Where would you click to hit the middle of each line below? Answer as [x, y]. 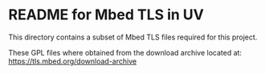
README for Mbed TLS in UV [106, 15]
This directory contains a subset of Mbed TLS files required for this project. [133, 37]
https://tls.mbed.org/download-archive [73, 61]
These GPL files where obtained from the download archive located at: [125, 52]
